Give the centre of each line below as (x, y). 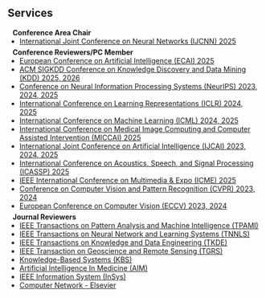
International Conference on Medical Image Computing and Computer (135, 129)
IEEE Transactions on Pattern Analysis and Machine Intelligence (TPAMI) (139, 225)
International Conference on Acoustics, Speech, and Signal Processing (136, 163)
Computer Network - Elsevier (68, 285)
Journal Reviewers (45, 217)
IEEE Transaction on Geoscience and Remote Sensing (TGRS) (121, 251)
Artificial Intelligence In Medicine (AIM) (83, 267)
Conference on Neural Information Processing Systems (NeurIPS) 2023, (138, 86)
